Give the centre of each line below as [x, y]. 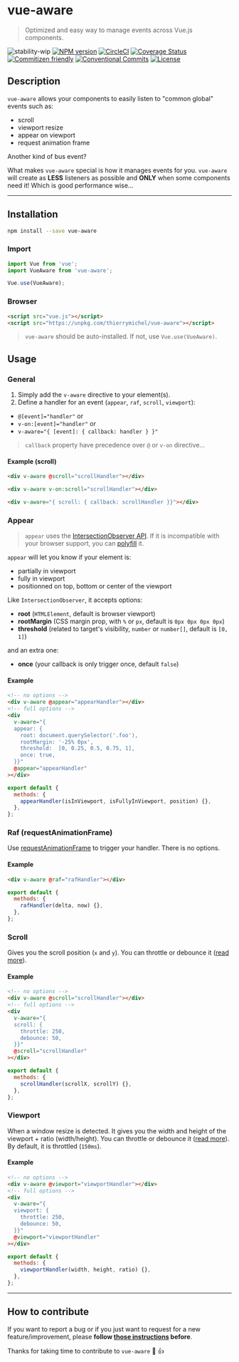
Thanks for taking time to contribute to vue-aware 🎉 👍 [86, 1351]
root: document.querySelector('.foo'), [79, 735]
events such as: [30, 106]
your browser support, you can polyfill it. [84, 544]
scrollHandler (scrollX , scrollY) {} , [76, 1084]
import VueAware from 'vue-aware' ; [60, 270]
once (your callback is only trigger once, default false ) [98, 664]
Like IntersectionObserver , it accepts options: [75, 600]
